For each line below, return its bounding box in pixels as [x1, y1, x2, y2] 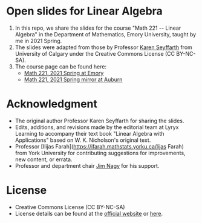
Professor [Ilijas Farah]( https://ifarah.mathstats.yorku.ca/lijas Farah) [15, 142, 184, 150]
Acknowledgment [6, 97, 98, 111]
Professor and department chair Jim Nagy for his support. [15, 162, 160, 169]
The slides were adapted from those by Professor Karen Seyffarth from [15, 44, 192, 51]
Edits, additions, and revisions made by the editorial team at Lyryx [15, 123, 179, 131]
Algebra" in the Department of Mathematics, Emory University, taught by [15, 30, 197, 38]
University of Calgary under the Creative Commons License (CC [15, 50, 175, 57]
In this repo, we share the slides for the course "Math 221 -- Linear [15, 24, 181, 32]
